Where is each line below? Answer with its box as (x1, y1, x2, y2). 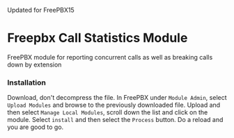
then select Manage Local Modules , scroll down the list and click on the (7, 108, 208, 117)
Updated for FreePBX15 (7, 6, 75, 14)
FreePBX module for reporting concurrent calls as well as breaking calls (7, 53, 213, 61)
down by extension (7, 60, 62, 69)
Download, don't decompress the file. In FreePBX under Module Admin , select (7, 94, 228, 102)
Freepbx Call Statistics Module (7, 31, 188, 46)
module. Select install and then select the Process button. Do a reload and (7, 116, 224, 124)
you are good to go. (7, 123, 64, 131)
